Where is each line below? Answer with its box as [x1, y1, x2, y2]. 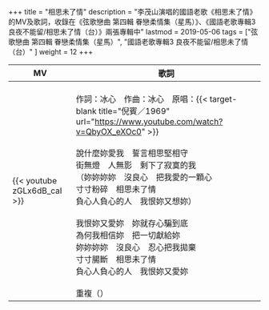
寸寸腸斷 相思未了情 [75, 254, 157, 264]
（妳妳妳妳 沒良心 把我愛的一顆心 [75, 171, 213, 183]
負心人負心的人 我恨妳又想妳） [75, 195, 197, 207]
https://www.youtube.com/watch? [94, 116, 223, 127]
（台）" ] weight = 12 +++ [8, 47, 94, 56]
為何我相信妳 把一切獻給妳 [75, 230, 181, 240]
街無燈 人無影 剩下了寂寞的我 [75, 159, 197, 171]
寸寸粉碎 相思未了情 [75, 183, 157, 195]
